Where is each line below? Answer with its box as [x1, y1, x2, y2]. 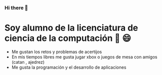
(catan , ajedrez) [11, 59, 45, 65]
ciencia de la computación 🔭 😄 [4, 33, 131, 44]
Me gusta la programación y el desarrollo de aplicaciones [11, 64, 127, 70]
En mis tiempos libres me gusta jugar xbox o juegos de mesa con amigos [11, 54, 158, 60]
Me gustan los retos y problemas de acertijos [11, 49, 102, 55]
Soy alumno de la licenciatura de [4, 22, 138, 34]
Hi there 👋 [4, 4, 29, 11]
